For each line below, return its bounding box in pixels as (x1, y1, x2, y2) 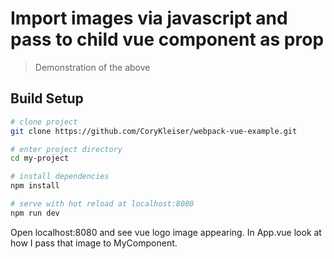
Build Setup (10, 90, 84, 107)
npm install (10, 181, 60, 191)
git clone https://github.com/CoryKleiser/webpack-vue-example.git (10, 126, 298, 136)
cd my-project (10, 153, 70, 164)
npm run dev (10, 208, 60, 218)
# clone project (10, 117, 78, 127)
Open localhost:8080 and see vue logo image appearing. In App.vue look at (10, 226, 322, 238)
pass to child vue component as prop (10, 28, 325, 51)
